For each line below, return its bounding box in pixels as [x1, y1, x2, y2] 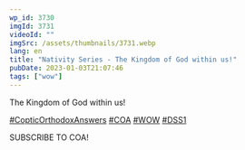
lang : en [9, 47, 43, 56]
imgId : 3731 [9, 22, 54, 31]
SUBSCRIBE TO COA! [9, 132, 89, 143]
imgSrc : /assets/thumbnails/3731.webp [9, 38, 156, 48]
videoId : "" [9, 30, 54, 39]
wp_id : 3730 [9, 13, 54, 23]
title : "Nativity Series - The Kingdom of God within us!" [9, 55, 238, 64]
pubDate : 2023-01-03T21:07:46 [9, 64, 124, 73]
